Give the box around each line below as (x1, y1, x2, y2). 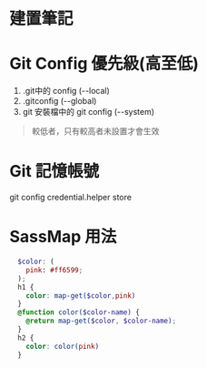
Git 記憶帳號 (9, 161, 100, 182)
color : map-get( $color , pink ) (25, 291, 136, 301)
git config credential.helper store (9, 192, 132, 203)
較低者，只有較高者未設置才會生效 (31, 126, 160, 137)
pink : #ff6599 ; (25, 265, 84, 274)
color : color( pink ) (25, 342, 100, 351)
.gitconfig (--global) (22, 96, 97, 107)
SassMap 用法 (9, 227, 117, 247)
